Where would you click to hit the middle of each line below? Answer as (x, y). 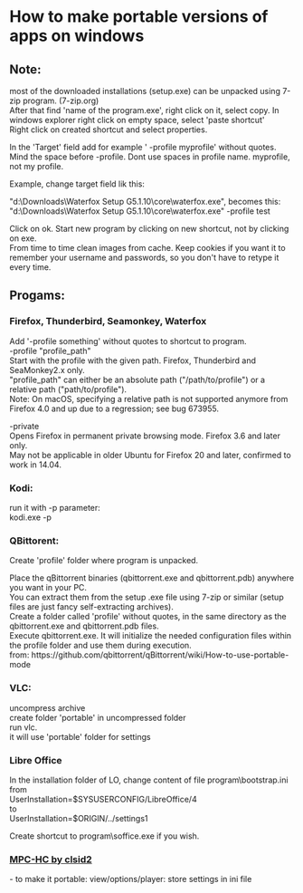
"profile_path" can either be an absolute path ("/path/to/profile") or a (137, 379)
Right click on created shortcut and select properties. (109, 130)
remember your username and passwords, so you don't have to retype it (144, 257)
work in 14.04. (35, 465)
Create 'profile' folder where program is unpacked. (104, 561)
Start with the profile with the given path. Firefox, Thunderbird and (133, 360)
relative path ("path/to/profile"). (68, 389)
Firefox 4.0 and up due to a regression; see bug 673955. (114, 408)
